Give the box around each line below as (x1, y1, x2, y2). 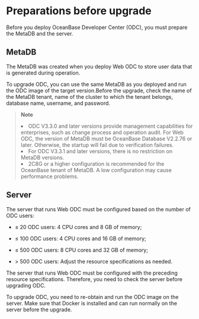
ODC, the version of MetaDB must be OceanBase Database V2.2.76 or (20, 135, 192, 142)
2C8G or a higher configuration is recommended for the (28, 160, 165, 167)
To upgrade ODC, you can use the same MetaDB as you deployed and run (6, 80, 187, 88)
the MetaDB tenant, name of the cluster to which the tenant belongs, (6, 93, 174, 100)
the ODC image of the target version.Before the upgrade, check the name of (6, 87, 192, 94)
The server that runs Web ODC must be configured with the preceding (6, 269, 178, 276)
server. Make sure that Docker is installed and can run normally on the (6, 299, 178, 307)
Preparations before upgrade (6, 4, 152, 18)
